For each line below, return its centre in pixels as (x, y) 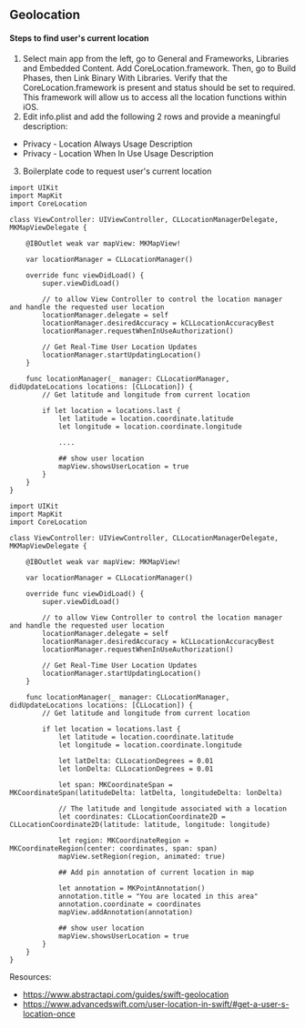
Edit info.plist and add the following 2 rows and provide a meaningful (151, 116)
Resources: (30, 976)
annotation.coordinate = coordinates (130, 904)
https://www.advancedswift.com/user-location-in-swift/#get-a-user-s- (156, 1003)
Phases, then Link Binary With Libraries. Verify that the (125, 77)
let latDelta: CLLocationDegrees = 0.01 (136, 761)
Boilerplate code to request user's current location (117, 171)
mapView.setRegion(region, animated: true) (142, 856)
